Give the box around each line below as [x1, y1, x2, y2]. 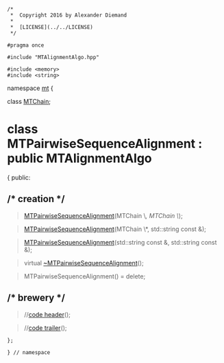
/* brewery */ [7, 292, 65, 304]
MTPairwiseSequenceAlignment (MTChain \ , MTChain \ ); [23, 211, 183, 219]
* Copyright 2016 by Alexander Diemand [10, 12, 127, 19]
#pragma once [7, 42, 45, 49]
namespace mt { [7, 84, 53, 92]
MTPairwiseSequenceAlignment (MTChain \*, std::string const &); [23, 225, 207, 233]
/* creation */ [7, 193, 65, 205]
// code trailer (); [23, 323, 67, 332]
